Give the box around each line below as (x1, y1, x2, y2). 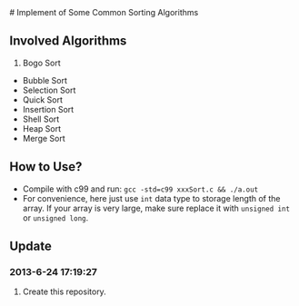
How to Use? (9, 159, 83, 174)
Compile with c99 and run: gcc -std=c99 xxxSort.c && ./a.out (22, 183, 259, 194)
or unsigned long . (22, 212, 89, 223)
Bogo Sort (22, 57, 61, 68)
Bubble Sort (22, 74, 68, 85)
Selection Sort (22, 84, 76, 95)
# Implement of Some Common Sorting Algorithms (9, 7, 199, 17)
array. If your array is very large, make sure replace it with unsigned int (22, 202, 291, 213)
